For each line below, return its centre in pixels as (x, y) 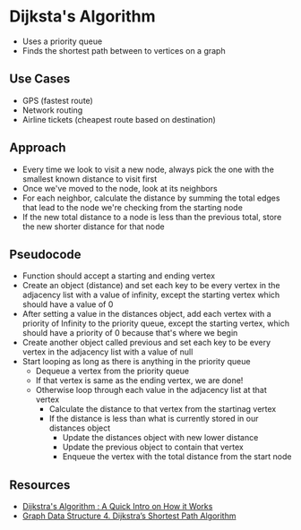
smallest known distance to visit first (90, 179)
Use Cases (40, 79)
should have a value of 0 (68, 304)
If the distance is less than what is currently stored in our (154, 419)
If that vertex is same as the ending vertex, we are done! (139, 380)
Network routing (52, 110)
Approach (38, 148)
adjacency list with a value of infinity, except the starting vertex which (151, 295)
